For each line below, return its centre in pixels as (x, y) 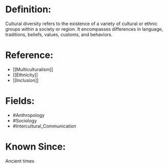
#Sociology (25, 120)
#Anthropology (29, 115)
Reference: (29, 55)
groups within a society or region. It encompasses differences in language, (84, 29)
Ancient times (20, 161)
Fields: (20, 101)
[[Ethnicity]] (25, 75)
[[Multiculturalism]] (33, 69)
